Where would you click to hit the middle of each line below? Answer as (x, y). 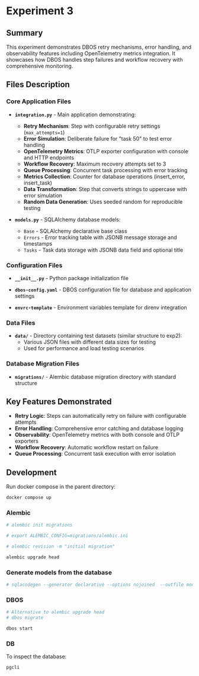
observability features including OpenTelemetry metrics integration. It (91, 53)
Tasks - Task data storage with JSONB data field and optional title (103, 250)
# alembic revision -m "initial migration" (61, 547)
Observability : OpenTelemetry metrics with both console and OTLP (97, 435)
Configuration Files (34, 265)
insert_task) (38, 183)
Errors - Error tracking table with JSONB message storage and (100, 237)
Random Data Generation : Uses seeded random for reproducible (103, 201)
